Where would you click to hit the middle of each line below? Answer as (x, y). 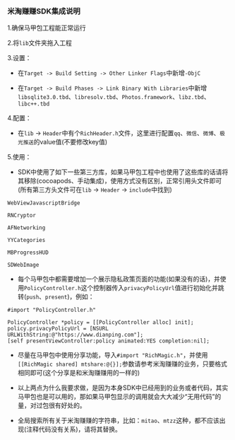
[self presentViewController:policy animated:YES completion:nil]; (109, 341)
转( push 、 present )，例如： (56, 297)
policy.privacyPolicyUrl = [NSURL (58, 329)
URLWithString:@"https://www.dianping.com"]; (75, 335)
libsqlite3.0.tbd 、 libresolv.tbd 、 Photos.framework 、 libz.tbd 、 (114, 97)
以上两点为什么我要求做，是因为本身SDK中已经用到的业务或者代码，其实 (123, 388)
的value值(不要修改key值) (71, 142)
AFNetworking (26, 228)
